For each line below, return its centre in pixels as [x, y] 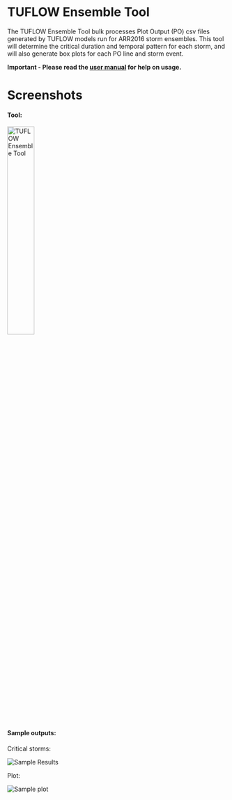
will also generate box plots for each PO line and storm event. [95, 54]
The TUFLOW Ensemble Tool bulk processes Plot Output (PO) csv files [109, 31]
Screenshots [45, 95]
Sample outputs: [32, 732]
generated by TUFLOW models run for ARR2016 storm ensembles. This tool [116, 38]
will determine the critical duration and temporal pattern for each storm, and [116, 46]
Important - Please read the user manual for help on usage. [94, 67]
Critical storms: [29, 748]
